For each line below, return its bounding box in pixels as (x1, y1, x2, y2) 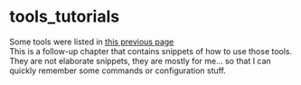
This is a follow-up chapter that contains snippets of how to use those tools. (9, 45, 293, 56)
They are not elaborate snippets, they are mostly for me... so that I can (9, 55, 271, 66)
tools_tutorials (9, 6, 120, 27)
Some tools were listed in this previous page (9, 36, 174, 47)
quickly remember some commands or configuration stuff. (9, 65, 226, 76)
